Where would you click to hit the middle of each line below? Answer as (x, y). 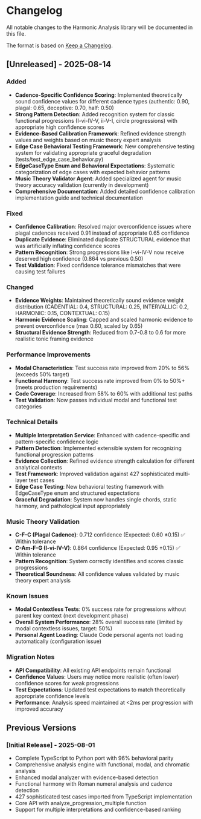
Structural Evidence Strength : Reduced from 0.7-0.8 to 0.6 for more (100, 333)
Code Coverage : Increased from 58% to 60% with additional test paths (104, 393)
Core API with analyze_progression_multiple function (81, 803)
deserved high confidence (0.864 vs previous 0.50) (79, 258)
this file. (16, 33)
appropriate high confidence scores (59, 127)
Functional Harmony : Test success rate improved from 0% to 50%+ (100, 380)
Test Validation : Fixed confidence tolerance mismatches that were (98, 265)
